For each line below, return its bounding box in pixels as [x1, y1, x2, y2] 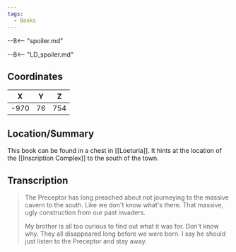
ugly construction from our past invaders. [24, 208, 146, 217]
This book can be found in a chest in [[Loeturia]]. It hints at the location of [7, 147, 223, 155]
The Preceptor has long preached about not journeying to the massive [24, 193, 230, 202]
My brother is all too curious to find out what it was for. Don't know [24, 222, 219, 230]
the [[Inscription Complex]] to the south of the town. [7, 154, 159, 163]
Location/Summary [7, 127, 94, 139]
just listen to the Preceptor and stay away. [24, 236, 147, 245]
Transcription [7, 174, 69, 186]
